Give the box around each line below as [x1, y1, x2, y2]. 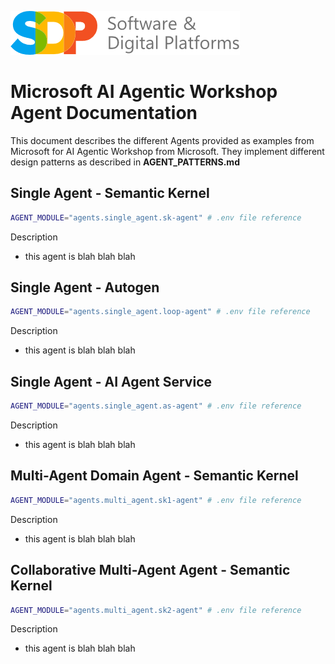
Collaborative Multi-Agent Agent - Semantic [10, 562, 291, 579]
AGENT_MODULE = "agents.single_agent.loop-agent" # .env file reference [10, 307, 311, 317]
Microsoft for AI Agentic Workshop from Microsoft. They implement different [10, 145, 325, 157]
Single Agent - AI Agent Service [10, 373, 213, 390]
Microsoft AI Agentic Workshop [10, 81, 278, 103]
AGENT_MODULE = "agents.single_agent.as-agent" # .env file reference [10, 401, 302, 411]
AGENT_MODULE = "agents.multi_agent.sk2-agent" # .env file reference [10, 605, 302, 615]
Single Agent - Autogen [10, 279, 160, 296]
